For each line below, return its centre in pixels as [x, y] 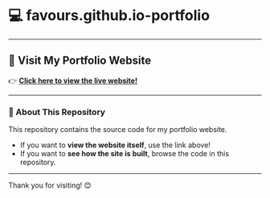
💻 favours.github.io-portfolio [109, 16]
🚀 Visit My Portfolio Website [80, 61]
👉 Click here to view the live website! [73, 80]
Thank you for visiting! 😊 [50, 185]
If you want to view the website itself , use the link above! [115, 145]
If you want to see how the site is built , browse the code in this [125, 154]
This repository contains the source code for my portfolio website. [118, 130]
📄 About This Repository [57, 112]
